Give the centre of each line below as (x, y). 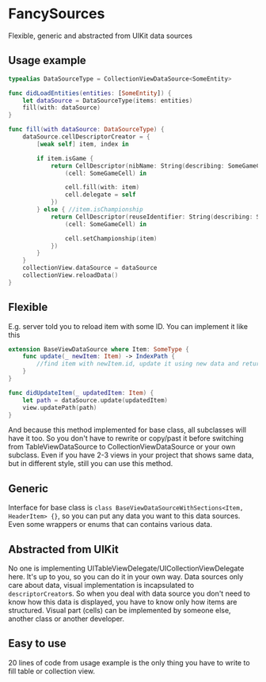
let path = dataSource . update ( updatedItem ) (95, 400)
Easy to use (38, 644)
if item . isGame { (65, 158)
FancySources (57, 14)
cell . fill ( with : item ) (102, 188)
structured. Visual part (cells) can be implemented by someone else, (120, 611)
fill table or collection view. (51, 671)
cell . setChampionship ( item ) (111, 238)
